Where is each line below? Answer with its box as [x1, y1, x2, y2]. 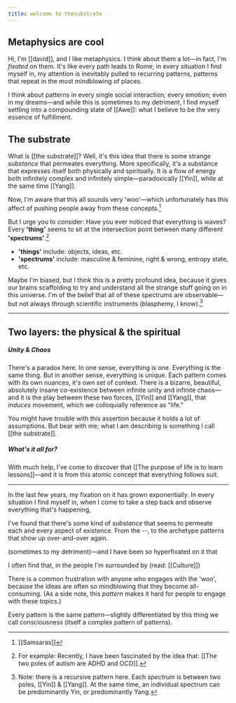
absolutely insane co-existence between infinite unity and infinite [8, 385, 196, 394]
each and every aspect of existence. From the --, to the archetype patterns [8, 526, 225, 535]
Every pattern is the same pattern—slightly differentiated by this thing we [8, 610, 219, 619]
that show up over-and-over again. [8, 533, 109, 542]
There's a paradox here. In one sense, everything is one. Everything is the [8, 363, 221, 371]
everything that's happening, [8, 505, 92, 514]
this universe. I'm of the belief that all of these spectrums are [8, 290, 184, 299]
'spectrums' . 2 [8, 232, 50, 242]
